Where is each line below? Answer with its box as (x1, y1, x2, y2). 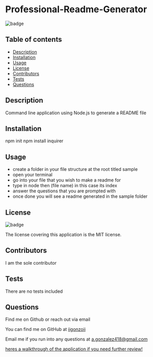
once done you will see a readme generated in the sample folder (12, 193, 148, 199)
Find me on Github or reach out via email (5, 316, 90, 322)
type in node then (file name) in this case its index (12, 183, 117, 189)
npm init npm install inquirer (5, 138, 64, 144)
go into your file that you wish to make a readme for (12, 177, 121, 183)
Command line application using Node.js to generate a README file (5, 110, 146, 116)
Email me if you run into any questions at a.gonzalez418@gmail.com (5, 336, 148, 342)
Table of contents (5, 35, 62, 44)
